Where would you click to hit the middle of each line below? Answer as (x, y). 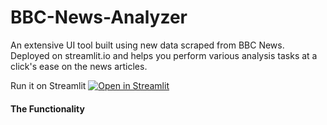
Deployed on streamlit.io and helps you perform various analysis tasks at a (164, 55)
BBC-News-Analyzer (99, 17)
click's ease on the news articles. (79, 66)
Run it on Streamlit (48, 85)
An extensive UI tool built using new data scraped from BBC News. (147, 45)
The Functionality (47, 108)
